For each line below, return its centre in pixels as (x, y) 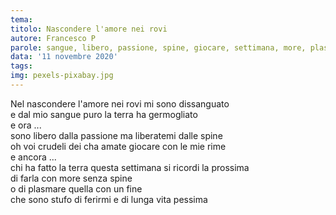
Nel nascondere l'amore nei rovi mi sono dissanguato (120, 103)
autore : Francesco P (53, 38)
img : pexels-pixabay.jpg (62, 76)
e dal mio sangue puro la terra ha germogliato (104, 114)
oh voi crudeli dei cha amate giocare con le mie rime (118, 146)
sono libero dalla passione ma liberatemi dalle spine (116, 135)
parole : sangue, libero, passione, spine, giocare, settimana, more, (158, 47)
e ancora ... (33, 157)
